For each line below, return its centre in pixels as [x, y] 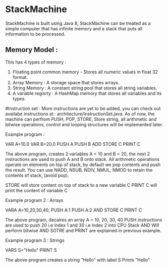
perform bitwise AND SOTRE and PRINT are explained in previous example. [83, 230]
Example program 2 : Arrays [34, 200]
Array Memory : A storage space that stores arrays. [66, 82]
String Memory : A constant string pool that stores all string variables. [85, 88]
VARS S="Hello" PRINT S [31, 250]
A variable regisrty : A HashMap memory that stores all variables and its [87, 93]
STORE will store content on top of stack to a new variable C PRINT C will [81, 185]
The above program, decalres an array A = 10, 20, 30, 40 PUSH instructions [84, 220]
